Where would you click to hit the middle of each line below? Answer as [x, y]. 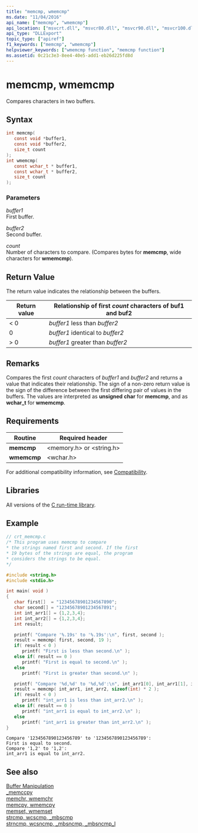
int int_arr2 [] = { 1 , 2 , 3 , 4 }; [49, 618]
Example [22, 523]
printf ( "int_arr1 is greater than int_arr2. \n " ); [86, 722]
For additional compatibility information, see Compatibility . [77, 472]
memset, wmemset [29, 811]
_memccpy [19, 792]
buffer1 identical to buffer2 [87, 333]
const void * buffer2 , [40, 144]
